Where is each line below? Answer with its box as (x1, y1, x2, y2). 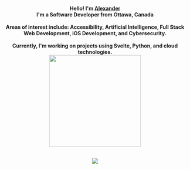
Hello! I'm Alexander (69, 5, 121, 12)
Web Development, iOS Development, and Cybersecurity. (23, 30, 167, 36)
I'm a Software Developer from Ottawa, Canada (36, 11, 154, 18)
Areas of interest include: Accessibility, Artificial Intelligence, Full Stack (5, 23, 185, 30)
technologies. (77, 49, 113, 55)
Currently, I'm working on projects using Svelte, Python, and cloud (12, 42, 178, 49)
